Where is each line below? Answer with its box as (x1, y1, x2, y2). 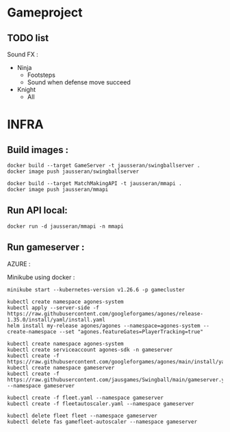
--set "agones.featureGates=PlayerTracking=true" (59, 328, 204, 335)
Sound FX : (7, 50, 39, 58)
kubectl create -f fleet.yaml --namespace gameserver (7, 394, 164, 401)
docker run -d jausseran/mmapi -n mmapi (7, 223, 125, 230)
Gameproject (7, 5, 84, 21)
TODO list (7, 32, 49, 44)
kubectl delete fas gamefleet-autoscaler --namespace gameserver (7, 418, 197, 425)
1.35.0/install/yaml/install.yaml (7, 316, 106, 323)
